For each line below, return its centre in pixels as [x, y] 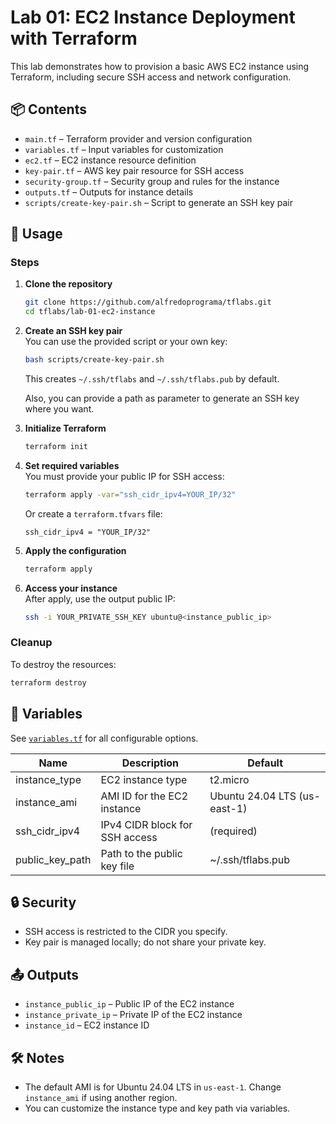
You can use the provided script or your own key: [126, 342]
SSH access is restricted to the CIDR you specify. [126, 932]
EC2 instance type [144, 779]
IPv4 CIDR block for [146, 824]
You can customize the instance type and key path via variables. [157, 1108]
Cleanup [31, 643]
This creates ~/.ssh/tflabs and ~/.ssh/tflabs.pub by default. [152, 379]
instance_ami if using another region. [101, 1097]
